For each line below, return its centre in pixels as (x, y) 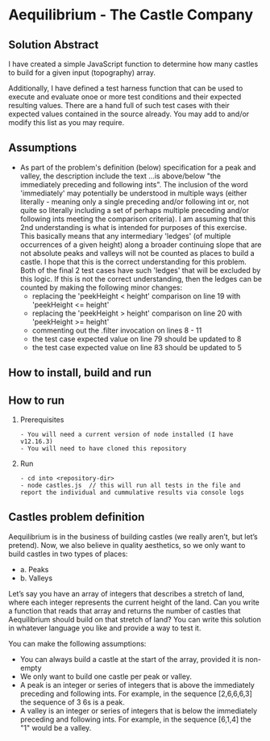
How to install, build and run (80, 373)
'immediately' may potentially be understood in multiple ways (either (133, 193)
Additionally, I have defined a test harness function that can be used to (126, 88)
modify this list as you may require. (66, 122)
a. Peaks (34, 569)
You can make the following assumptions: (77, 643)
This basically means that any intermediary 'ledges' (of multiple (125, 236)
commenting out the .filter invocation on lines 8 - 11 (117, 330)
